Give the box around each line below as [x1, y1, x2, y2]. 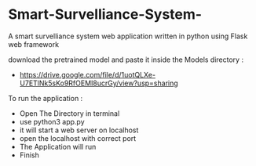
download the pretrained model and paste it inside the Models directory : [8, 55, 244, 64]
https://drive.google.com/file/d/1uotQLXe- [19, 70, 155, 79]
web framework [8, 39, 60, 49]
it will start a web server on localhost [19, 125, 139, 135]
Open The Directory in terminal [19, 108, 120, 118]
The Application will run [19, 142, 97, 151]
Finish [19, 150, 39, 160]
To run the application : [8, 93, 83, 103]
